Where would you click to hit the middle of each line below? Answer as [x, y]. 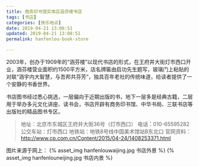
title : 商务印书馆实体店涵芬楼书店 [44, 12]
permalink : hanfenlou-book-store [47, 39]
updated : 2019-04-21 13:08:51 [44, 34]
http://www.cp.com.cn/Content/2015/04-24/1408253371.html [96, 138]
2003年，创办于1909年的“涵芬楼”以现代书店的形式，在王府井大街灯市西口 [96, 62]
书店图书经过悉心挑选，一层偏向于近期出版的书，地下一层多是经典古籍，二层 [99, 97]
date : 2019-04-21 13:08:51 [39, 28]
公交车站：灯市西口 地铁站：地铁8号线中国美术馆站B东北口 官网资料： [106, 131]
